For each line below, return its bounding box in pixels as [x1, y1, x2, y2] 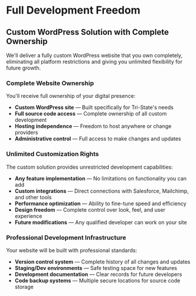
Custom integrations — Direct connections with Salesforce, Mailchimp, [14, 187, 189, 195]
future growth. [6, 64, 41, 71]
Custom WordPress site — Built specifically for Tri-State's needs [14, 104, 174, 111]
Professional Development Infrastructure [6, 233, 126, 242]
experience [14, 212, 43, 219]
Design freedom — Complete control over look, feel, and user [14, 206, 166, 213]
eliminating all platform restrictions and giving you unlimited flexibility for [6, 58, 183, 65]
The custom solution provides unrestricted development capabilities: [6, 163, 173, 170]
